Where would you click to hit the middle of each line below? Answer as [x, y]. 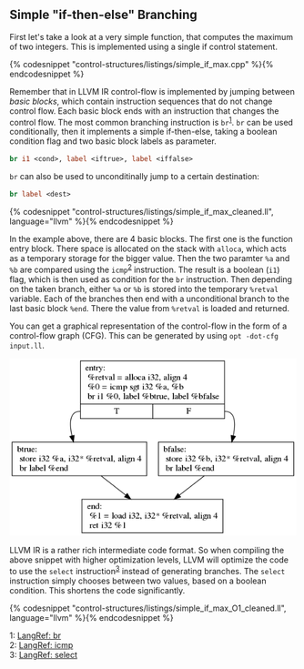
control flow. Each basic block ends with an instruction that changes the [144, 111]
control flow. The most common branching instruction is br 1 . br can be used [152, 121]
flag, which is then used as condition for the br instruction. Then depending [151, 279]
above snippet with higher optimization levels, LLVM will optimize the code [149, 560]
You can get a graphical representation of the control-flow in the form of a [148, 326]
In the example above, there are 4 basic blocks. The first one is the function [151, 239]
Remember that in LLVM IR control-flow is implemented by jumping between [152, 91]
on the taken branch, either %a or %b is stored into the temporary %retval [144, 289]
